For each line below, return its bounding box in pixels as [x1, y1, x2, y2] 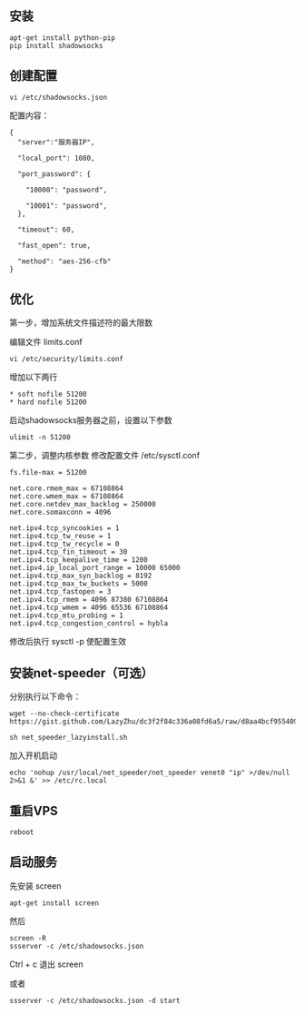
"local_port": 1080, [17, 153, 95, 162]
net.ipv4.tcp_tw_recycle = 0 [9, 539, 120, 549]
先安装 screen [9, 880, 62, 891]
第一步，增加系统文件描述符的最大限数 [9, 317, 152, 329]
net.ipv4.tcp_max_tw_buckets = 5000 [9, 579, 148, 588]
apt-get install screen [9, 898, 100, 908]
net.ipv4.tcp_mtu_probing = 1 [9, 611, 124, 620]
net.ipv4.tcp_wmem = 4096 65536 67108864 [9, 603, 169, 613]
